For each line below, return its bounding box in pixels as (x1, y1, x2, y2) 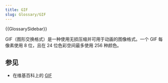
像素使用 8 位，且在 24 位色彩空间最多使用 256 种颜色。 (5, 42, 122, 48)
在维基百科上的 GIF (12, 72, 52, 78)
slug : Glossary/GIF (5, 12, 46, 17)
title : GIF (5, 7, 28, 12)
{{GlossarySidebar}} (5, 25, 48, 31)
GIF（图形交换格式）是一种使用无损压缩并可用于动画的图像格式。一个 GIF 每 (5, 36, 163, 42)
